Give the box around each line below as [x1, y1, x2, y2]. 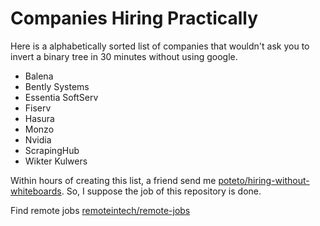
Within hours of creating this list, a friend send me [10, 174, 217, 186]
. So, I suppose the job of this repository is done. [61, 185, 262, 197]
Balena [24, 70, 54, 82]
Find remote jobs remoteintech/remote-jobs [10, 204, 191, 216]
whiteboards [10, 185, 62, 197]
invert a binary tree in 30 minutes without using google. [10, 50, 238, 62]
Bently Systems [24, 80, 90, 92]
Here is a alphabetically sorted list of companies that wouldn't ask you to [10, 40, 310, 52]
